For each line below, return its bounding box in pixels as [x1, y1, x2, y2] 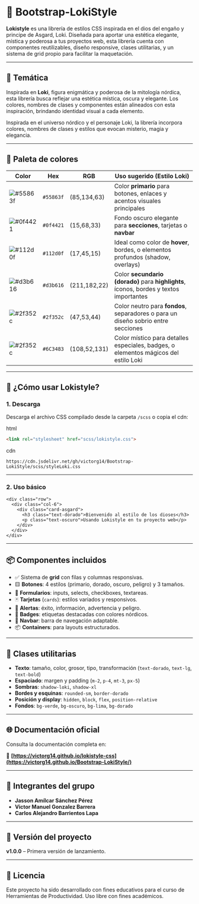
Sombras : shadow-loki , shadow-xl [14, 684, 97, 691]
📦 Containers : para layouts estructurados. [14, 624, 120, 631]
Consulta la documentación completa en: [6, 740, 107, 748]
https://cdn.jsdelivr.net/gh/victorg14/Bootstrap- [6, 459, 134, 464]
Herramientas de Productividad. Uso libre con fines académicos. [6, 893, 164, 900]
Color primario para [114, 182, 170, 190]
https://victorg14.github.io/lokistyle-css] [12, 752, 117, 759]
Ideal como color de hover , [114, 238, 190, 246]
